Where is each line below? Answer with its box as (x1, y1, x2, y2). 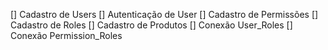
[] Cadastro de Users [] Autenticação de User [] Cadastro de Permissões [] (10, 9, 319, 20)
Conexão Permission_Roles (10, 30, 123, 41)
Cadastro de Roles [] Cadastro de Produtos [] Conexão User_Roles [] (10, 19, 293, 31)
